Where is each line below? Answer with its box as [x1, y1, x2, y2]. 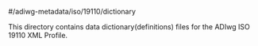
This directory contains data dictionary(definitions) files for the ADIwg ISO [8, 22, 250, 31]
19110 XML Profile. [8, 31, 68, 40]
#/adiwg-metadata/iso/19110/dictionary [8, 7, 137, 16]
